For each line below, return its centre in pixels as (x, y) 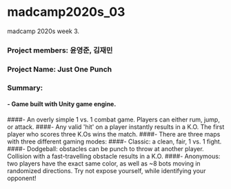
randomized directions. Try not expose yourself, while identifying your (107, 170)
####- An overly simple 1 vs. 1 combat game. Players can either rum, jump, (114, 119)
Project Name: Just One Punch (60, 69)
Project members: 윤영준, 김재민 (60, 50)
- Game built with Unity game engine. (62, 104)
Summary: (25, 88)
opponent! (22, 178)
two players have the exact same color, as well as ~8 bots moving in (104, 163)
